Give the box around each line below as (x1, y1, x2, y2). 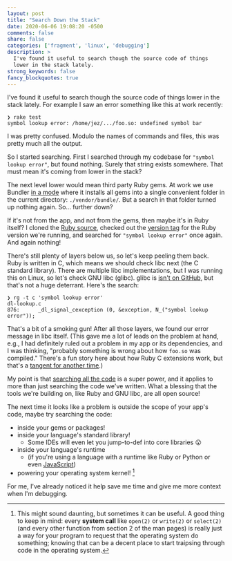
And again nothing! (7, 238, 61, 247)
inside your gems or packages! (17, 424, 106, 432)
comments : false (7, 29, 54, 37)
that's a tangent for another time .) (7, 361, 104, 370)
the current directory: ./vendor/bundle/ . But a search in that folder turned (7, 196, 216, 204)
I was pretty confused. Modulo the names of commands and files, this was (7, 132, 220, 140)
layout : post (7, 10, 45, 17)
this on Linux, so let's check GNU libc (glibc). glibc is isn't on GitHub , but (7, 274, 214, 282)
